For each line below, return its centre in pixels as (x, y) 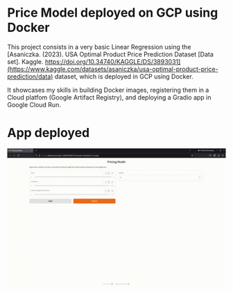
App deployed (49, 133)
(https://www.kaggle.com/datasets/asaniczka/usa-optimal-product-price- (113, 69)
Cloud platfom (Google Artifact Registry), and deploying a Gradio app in (109, 97)
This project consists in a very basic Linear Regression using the (99, 47)
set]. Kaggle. (25, 61)
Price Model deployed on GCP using (113, 13)
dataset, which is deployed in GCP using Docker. (124, 76)
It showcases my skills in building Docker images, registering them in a (108, 90)
